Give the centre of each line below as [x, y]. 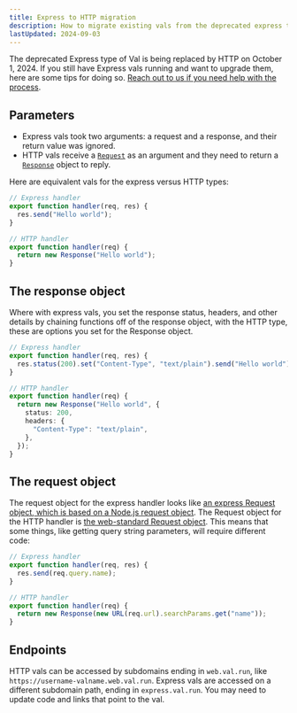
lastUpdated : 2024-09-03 [55, 34]
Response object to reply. [66, 165]
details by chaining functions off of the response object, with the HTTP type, [148, 322]
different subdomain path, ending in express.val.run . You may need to [138, 690]
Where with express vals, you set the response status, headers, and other [144, 312]
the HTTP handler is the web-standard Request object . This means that [139, 522]
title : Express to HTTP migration [73, 17]
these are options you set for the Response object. [101, 331]
